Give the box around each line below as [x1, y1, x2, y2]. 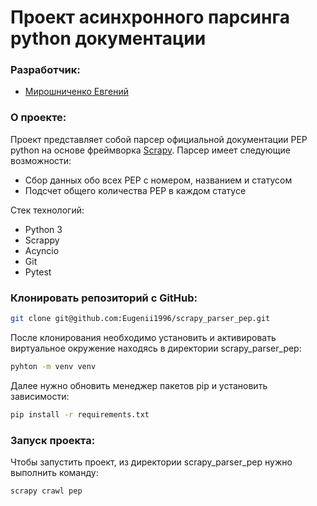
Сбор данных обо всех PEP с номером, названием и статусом [24, 174, 293, 186]
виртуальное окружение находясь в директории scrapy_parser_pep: [10, 342, 302, 354]
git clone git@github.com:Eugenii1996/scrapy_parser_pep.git [10, 314, 271, 324]
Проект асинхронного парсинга [10, 6, 290, 29]
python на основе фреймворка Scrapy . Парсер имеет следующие [10, 144, 291, 156]
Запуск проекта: [10, 433, 96, 447]
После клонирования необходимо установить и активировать [10, 331, 277, 343]
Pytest [24, 266, 52, 278]
